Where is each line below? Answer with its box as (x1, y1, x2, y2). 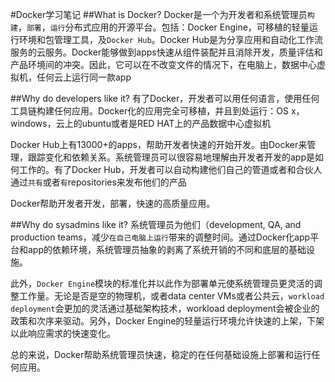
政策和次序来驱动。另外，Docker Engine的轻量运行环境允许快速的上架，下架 (10, 315, 325, 327)
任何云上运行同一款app (36, 71, 132, 83)
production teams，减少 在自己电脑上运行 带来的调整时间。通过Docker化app (10, 231, 311, 243)
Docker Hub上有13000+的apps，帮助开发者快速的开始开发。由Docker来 (10, 139, 308, 150)
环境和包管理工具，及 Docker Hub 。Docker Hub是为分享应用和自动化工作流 (18, 34, 324, 45)
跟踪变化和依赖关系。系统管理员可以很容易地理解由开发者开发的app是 (27, 151, 316, 163)
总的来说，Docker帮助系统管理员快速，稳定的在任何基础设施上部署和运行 (10, 349, 312, 360)
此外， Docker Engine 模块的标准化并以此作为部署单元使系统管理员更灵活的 (10, 278, 315, 289)
